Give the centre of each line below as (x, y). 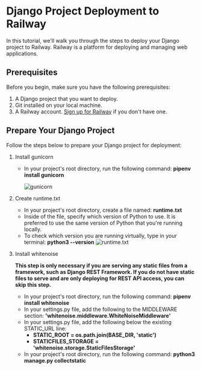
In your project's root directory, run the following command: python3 (110, 354)
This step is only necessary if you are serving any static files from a (101, 265)
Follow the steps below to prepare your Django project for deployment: (94, 145)
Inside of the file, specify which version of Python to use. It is (100, 216)
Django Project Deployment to (83, 11)
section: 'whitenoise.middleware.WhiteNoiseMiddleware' (97, 316)
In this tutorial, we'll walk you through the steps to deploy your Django (93, 40)
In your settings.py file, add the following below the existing (97, 322)
